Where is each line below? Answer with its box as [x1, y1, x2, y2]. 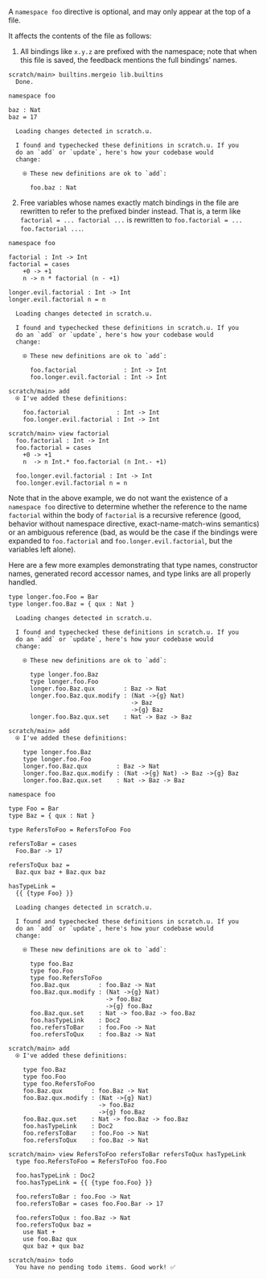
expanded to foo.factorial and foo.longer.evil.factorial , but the [8, 536, 233, 545]
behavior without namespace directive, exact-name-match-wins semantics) [8, 519, 260, 528]
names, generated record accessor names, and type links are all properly [8, 569, 252, 578]
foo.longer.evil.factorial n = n [15, 479, 128, 487]
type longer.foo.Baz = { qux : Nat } [8, 600, 135, 608]
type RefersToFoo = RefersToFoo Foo [8, 826, 131, 834]
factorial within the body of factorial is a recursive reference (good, [8, 510, 241, 519]
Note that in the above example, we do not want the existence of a [8, 494, 228, 502]
